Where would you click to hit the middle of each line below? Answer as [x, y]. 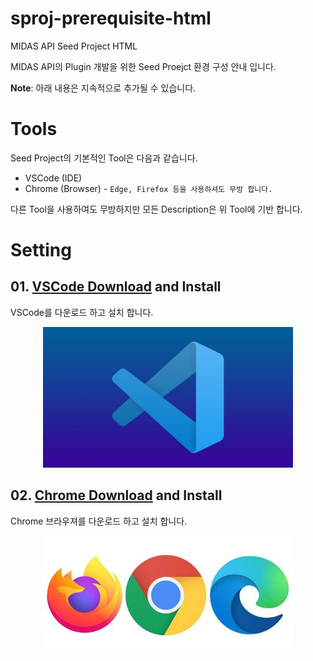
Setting [41, 250]
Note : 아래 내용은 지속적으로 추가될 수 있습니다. [103, 88]
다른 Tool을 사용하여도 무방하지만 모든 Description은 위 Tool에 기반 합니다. [156, 209]
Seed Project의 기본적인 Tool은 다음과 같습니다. [104, 158]
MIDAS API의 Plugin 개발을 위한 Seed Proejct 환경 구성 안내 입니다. [143, 66]
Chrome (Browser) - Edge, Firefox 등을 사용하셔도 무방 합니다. [148, 188]
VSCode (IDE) [53, 178]
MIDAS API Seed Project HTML [74, 46]
